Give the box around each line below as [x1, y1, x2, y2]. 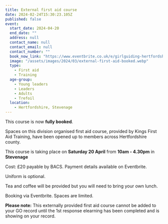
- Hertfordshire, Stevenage [14, 105, 72, 110]
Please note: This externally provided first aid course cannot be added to [5, 202, 156, 208]
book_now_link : [9, 53, 41, 59]
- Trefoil [14, 95, 35, 100]
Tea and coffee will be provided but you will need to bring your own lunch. [5, 183, 158, 189]
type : [9, 63, 21, 68]
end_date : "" [9, 30, 37, 35]
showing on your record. [5, 213, 56, 219]
